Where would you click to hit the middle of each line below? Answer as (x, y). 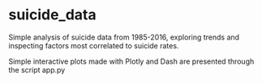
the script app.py (37, 69)
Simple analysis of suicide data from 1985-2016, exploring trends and (124, 37)
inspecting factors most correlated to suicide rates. (94, 45)
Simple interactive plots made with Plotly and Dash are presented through (131, 61)
